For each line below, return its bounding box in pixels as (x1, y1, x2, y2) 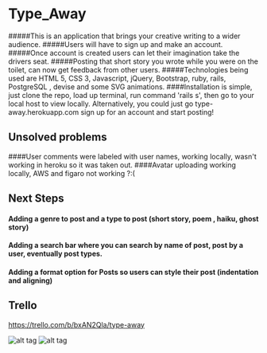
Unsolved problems (8, 131, 107, 144)
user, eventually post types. (8, 249, 103, 259)
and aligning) (8, 276, 53, 285)
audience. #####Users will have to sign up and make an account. (8, 39, 223, 49)
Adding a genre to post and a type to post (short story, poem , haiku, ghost (8, 214, 259, 223)
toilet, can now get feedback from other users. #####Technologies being (8, 65, 249, 74)
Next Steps (8, 192, 64, 206)
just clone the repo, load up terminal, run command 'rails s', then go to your (8, 90, 254, 100)
